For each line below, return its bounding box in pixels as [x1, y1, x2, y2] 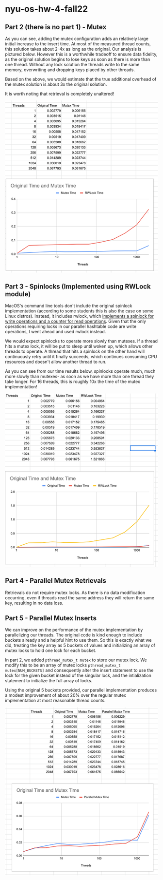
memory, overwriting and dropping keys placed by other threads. [5, 67, 135, 73]
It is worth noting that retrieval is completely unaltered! [5, 91, 114, 96]
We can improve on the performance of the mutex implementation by [5, 627, 143, 633]
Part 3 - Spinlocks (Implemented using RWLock [5, 282, 151, 290]
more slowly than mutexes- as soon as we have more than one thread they [5, 374, 154, 380]
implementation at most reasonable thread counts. [5, 698, 106, 704]
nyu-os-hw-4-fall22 [5, 3, 88, 15]
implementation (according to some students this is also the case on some [5, 308, 154, 314]
